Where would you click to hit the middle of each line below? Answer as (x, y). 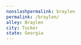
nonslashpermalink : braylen (41, 11)
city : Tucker (22, 28)
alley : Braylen (25, 22)
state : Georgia (25, 33)
